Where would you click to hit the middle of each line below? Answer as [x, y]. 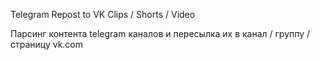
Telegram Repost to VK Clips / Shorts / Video [103, 14]
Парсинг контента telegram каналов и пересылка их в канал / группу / [160, 33]
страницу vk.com [47, 44]
